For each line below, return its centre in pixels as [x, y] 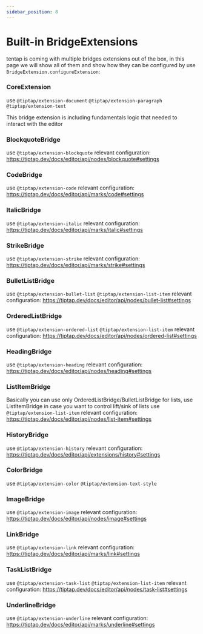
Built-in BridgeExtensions [72, 41]
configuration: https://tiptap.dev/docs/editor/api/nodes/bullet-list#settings [99, 300]
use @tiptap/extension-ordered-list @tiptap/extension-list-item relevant [101, 329]
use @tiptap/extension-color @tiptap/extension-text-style [82, 483]
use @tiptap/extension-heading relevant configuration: [75, 365]
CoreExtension [29, 87]
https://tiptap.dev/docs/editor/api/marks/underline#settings [81, 625]
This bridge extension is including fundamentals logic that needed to [92, 117]
